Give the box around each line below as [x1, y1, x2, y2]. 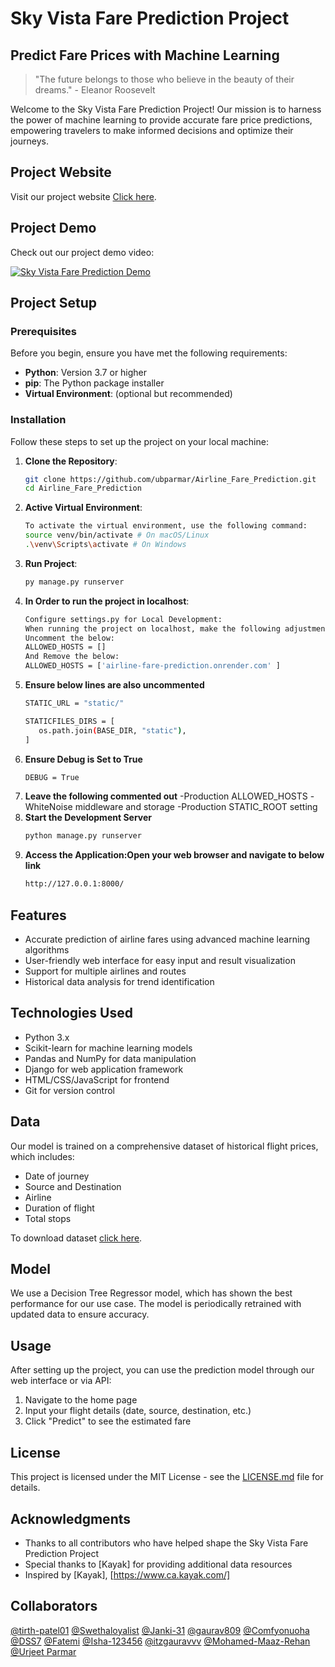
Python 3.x [24, 1031, 70, 1043]
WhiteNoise [24, 801, 73, 813]
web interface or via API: [10, 1375, 112, 1387]
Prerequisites [10, 324, 77, 338]
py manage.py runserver [24, 577, 125, 587]
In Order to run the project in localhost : [24, 595, 190, 607]
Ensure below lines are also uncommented [24, 679, 205, 691]
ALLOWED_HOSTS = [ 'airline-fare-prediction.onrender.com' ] [24, 661, 281, 671]
